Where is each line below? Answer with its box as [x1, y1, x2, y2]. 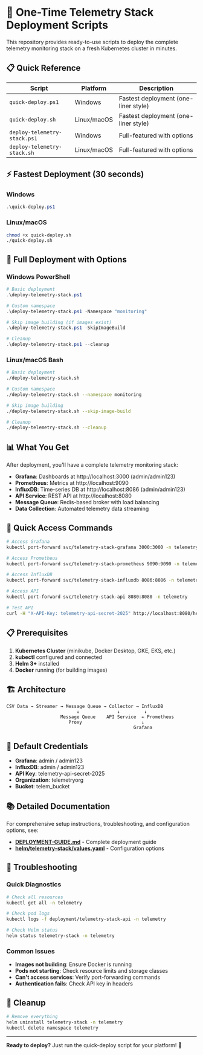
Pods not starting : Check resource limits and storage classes [14, 967, 168, 975]
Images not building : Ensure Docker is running [14, 961, 132, 968]
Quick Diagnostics [6, 880, 62, 889]
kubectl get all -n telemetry [6, 900, 83, 906]
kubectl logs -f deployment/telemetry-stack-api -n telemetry [6, 916, 166, 923]
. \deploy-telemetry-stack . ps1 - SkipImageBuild [6, 325, 126, 331]
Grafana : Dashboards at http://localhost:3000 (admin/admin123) [14, 473, 176, 480]
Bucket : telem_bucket [14, 783, 70, 790]
